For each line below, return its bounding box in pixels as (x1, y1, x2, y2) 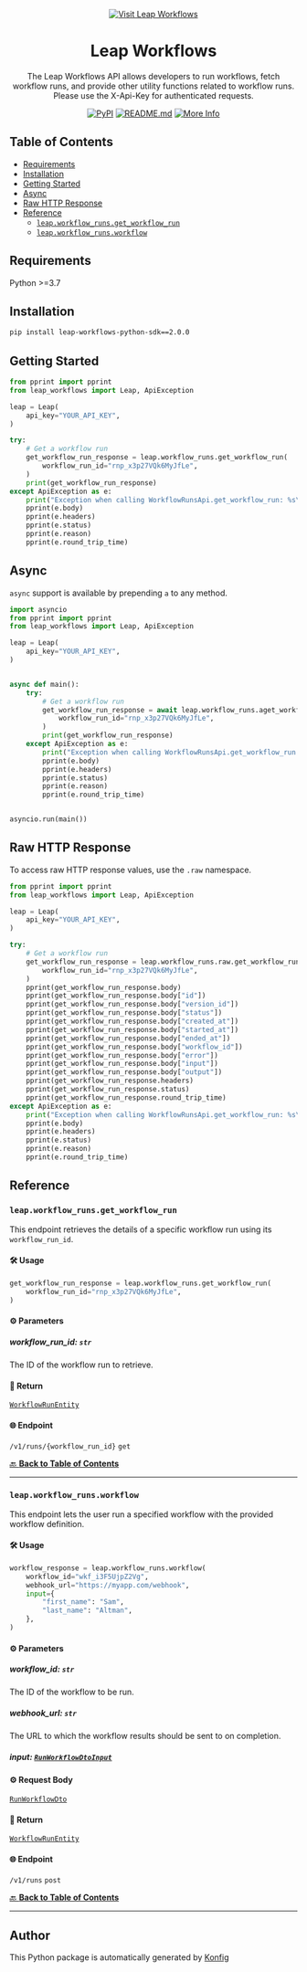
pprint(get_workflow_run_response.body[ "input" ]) (26, 1060, 219, 1069)
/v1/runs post (9, 1876, 61, 1885)
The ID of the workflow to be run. (9, 1686, 134, 1698)
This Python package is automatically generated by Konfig (9, 1952, 229, 1963)
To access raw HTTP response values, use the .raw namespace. (9, 864, 252, 875)
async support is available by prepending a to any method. (9, 587, 228, 598)
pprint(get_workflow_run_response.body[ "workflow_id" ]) (26, 1042, 244, 1051)
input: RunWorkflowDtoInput (9, 1752, 112, 1763)
